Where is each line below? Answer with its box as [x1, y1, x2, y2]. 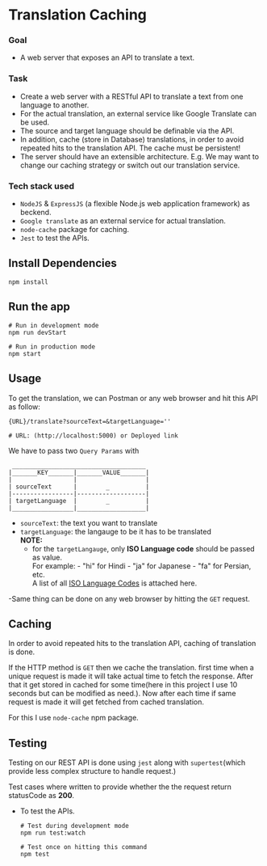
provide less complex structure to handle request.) [8, 767, 177, 776]
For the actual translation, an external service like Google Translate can [19, 108, 257, 118]
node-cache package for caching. [19, 225, 130, 234]
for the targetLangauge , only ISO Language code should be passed [31, 543, 256, 553]
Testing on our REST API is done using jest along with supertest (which [8, 758, 246, 767]
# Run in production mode [8, 342, 95, 351]
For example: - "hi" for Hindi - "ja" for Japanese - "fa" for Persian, [31, 560, 252, 571]
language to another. [19, 99, 90, 110]
